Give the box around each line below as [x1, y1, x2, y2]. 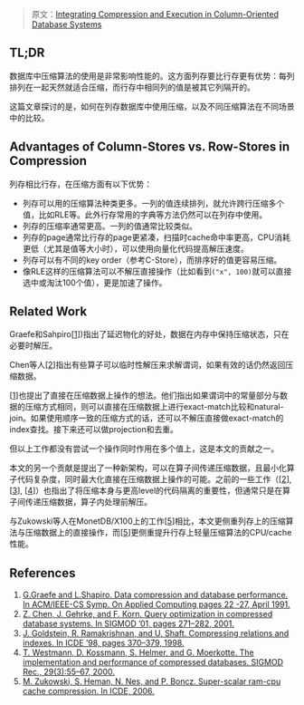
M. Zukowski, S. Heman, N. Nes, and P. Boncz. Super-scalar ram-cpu [22, 676, 281, 687]
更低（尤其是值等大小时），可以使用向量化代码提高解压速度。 [22, 243, 249, 254]
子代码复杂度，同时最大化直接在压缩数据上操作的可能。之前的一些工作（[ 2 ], [9, 474, 292, 485]
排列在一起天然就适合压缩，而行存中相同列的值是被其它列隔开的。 [9, 82, 255, 92]
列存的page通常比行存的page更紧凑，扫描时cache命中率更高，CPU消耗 [22, 231, 291, 243]
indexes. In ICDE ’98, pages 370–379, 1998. [22, 638, 185, 649]
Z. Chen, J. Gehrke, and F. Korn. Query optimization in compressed [22, 609, 273, 620]
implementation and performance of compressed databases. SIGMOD [22, 657, 283, 668]
